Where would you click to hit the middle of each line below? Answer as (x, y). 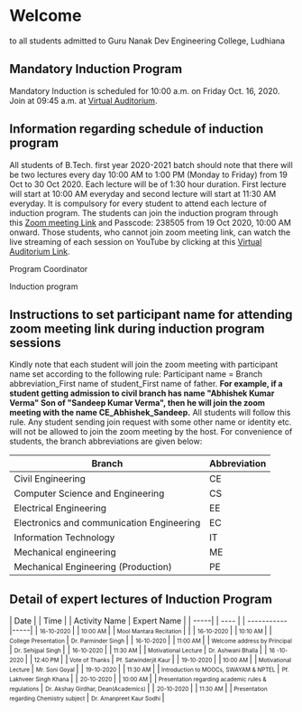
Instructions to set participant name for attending (151, 314)
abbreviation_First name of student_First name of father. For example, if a (146, 384)
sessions (35, 343)
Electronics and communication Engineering (107, 523)
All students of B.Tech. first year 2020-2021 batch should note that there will (151, 164)
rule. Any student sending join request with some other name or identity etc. (151, 422)
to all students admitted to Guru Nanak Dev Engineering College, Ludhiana (147, 41)
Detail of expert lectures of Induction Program (141, 599)
